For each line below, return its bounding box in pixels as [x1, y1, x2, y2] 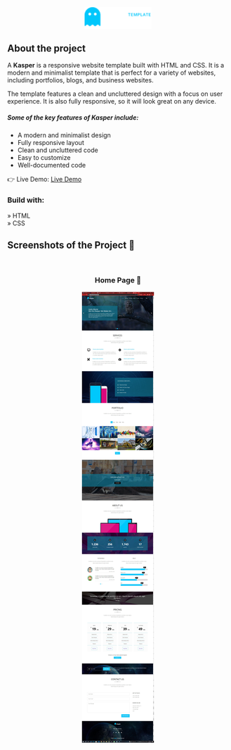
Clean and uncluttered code [17, 146, 98, 154]
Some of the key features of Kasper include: [7, 113, 139, 122]
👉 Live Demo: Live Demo [7, 175, 82, 184]
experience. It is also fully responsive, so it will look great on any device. [7, 97, 216, 106]
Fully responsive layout [17, 139, 84, 147]
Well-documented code [17, 161, 86, 170]
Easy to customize [17, 154, 71, 162]
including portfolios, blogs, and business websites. [7, 76, 154, 85]
